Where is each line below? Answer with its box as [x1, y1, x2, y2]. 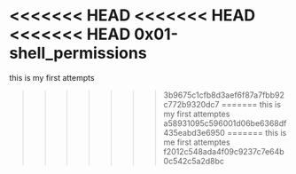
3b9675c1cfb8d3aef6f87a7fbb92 [163, 90, 285, 100]
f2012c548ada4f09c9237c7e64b [163, 146, 285, 156]
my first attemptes [163, 108, 230, 119]
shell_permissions [9, 43, 148, 63]
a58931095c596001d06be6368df [163, 117, 287, 129]
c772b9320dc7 [163, 99, 220, 109]
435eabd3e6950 [163, 127, 226, 138]
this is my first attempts [9, 72, 95, 83]
